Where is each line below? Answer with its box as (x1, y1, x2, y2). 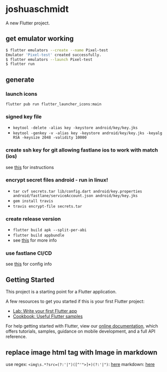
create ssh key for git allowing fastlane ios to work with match (5, 147, 159, 154)
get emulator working (5, 34, 74, 43)
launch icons (5, 90, 38, 97)
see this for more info (12, 237, 57, 243)
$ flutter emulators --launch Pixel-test (5, 57, 93, 62)
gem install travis (12, 198, 54, 203)
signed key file (5, 113, 42, 120)
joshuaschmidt (5, 3, 69, 15)
